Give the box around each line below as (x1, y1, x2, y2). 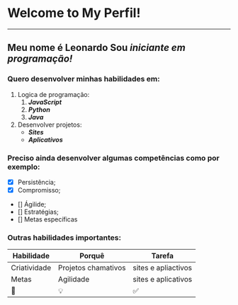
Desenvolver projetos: (17, 120, 82, 129)
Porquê (79, 251, 105, 261)
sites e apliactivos (132, 263, 193, 273)
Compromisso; (17, 185, 61, 194)
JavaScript (28, 98, 62, 106)
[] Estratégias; (17, 207, 59, 217)
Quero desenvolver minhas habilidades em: (7, 74, 161, 84)
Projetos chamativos (57, 263, 126, 273)
